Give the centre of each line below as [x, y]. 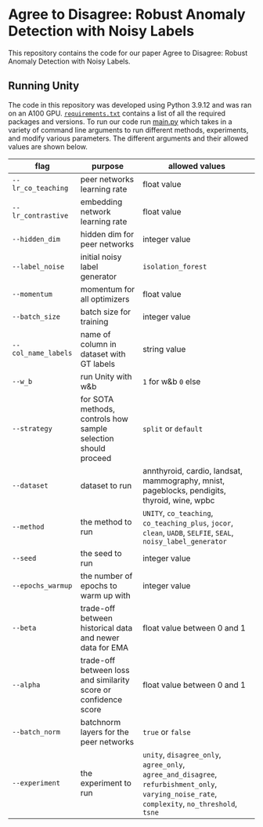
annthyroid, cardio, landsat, [192, 470]
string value [164, 349]
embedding [101, 202]
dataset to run [106, 485]
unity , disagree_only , [182, 754]
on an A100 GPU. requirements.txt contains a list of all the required [117, 113]
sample [94, 428]
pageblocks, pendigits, [184, 490]
